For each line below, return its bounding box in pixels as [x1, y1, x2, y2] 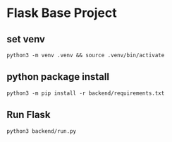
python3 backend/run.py [6, 127, 77, 135]
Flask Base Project [6, 5, 117, 21]
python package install [6, 71, 110, 83]
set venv [6, 33, 45, 45]
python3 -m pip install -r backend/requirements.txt [6, 90, 165, 97]
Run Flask [6, 109, 51, 121]
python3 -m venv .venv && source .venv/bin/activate [6, 52, 165, 59]
